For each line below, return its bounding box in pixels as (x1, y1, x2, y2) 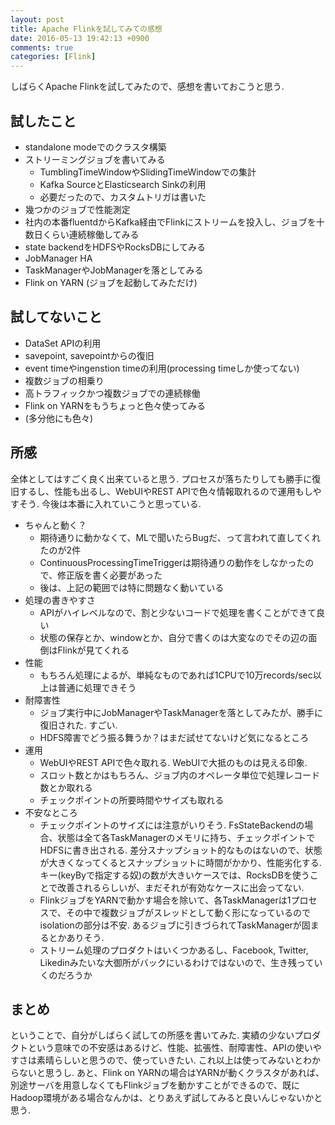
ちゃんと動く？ (24, 519, 87, 531)
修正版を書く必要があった (57, 569, 163, 581)
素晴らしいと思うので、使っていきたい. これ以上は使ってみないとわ (36, 1054, 313, 1066)
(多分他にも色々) (24, 412, 94, 424)
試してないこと (10, 309, 103, 326)
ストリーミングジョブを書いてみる (24, 153, 166, 165)
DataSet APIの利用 (24, 337, 102, 349)
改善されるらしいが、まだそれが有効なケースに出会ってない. (57, 881, 305, 893)
